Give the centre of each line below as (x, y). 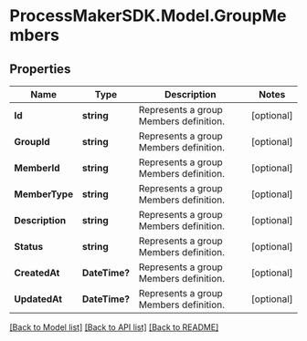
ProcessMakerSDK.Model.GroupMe (148, 16)
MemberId (37, 168)
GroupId (32, 142)
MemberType (44, 194)
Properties (40, 69)
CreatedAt (37, 273)
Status (29, 247)
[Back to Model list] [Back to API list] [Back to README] (114, 327)
